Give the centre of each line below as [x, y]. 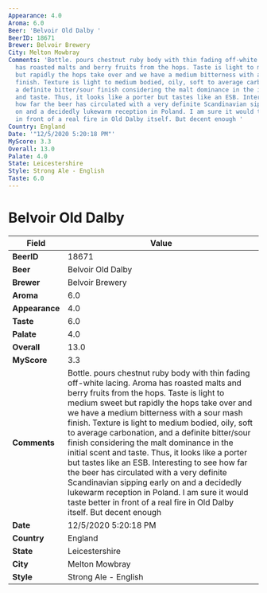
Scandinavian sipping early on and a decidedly [155, 482]
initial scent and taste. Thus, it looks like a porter [157, 452]
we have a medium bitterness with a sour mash [155, 412]
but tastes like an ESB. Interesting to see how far [157, 462]
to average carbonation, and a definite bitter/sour [159, 432]
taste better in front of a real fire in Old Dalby [151, 502]
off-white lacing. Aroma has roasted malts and [155, 383]
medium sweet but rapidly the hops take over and [160, 403]
